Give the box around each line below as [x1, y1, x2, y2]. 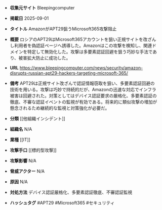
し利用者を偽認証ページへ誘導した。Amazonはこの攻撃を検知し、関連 [9, 43, 152, 49]
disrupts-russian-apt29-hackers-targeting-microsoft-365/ [9, 70, 128, 76]
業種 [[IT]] [9, 137, 31, 143]
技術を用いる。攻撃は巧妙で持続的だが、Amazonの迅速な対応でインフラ [9, 87, 157, 92]
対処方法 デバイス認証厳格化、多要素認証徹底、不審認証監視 [9, 189, 132, 195]
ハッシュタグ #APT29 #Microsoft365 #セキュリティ [9, 200, 115, 206]
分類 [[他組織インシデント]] [9, 116, 66, 121]
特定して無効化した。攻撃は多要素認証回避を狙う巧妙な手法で [27, 49, 153, 54]
